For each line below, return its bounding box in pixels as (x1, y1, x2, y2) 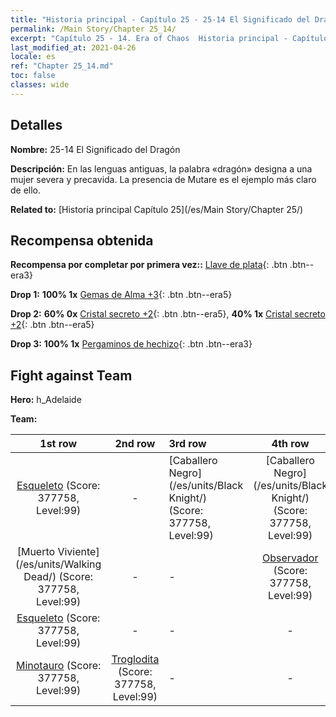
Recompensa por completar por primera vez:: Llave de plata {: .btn (10, 259, 288, 271)
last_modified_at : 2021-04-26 (10, 42, 137, 53)
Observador (262, 551, 319, 565)
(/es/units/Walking (15, 557, 102, 571)
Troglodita (111, 652, 160, 666)
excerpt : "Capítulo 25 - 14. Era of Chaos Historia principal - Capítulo (10, 33, 329, 43)
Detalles (10, 117, 63, 134)
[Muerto (16, 545, 56, 559)
